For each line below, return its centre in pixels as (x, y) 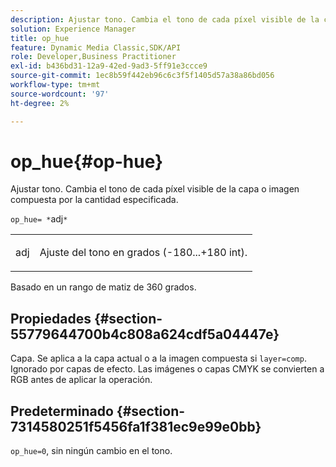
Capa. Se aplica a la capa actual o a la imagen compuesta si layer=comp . (158, 358)
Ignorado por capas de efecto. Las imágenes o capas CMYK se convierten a (167, 369)
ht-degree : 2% (40, 103)
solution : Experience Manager (73, 29)
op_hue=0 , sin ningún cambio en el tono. (91, 451)
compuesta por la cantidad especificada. (94, 200)
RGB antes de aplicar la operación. (81, 380)
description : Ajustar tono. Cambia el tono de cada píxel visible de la (165, 19)
